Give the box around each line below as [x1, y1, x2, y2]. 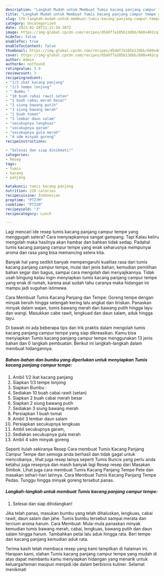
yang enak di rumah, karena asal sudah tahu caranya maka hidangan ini [5, 280, 149, 286]
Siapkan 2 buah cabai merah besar [12, 395, 83, 401]
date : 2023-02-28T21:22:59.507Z [5, 25, 71, 30]
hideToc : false [5, 35, 36, 40]
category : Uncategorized [5, 21, 56, 26]
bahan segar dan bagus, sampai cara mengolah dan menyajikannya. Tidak [5, 269, 155, 275]
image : [5, 30, 19, 35]
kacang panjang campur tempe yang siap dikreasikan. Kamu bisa [5, 330, 137, 336]
